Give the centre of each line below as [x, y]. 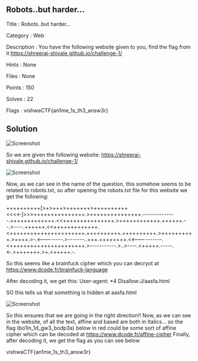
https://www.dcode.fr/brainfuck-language [57, 269]
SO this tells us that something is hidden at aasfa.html [72, 292]
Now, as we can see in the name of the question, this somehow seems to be [99, 184]
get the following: [27, 196]
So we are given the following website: [53, 155]
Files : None [21, 76]
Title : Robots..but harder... [38, 24]
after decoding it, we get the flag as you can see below [73, 340]
